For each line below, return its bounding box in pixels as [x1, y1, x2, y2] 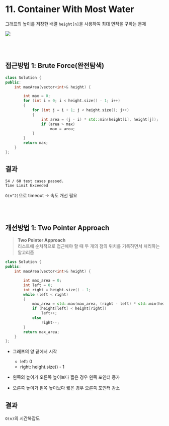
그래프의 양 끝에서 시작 [12, 349, 57, 355]
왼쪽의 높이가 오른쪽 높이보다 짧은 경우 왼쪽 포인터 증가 [12, 374, 120, 380]
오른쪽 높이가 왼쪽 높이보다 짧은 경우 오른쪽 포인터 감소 [12, 385, 120, 391]
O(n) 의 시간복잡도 [5, 415, 40, 421]
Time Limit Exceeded [5, 183, 49, 188]
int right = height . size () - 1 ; [23, 287, 92, 292]
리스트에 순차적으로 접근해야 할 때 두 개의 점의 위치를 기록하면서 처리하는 [17, 243, 160, 249]
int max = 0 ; [23, 94, 51, 99]
